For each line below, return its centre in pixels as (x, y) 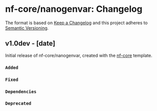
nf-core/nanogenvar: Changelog (74, 9)
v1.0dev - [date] (30, 44)
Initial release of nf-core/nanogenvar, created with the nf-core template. (79, 55)
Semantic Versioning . (27, 28)
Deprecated (18, 104)
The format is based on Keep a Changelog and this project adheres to (77, 23)
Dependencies (21, 92)
